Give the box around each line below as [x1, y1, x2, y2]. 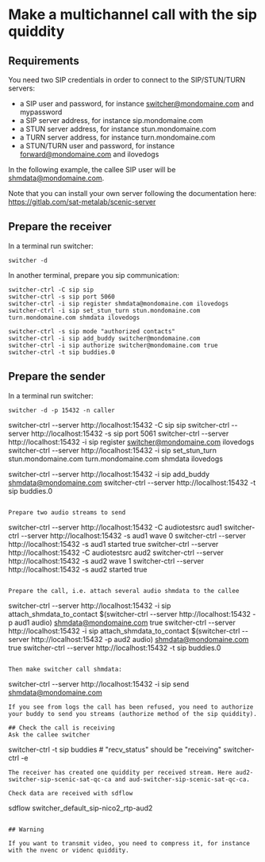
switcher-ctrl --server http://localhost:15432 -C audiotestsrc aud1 [8, 522, 223, 532]
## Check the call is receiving [8, 724, 115, 732]
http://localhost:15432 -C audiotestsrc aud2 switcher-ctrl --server [8, 548, 224, 557]
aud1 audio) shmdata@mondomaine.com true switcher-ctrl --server [14, 618, 236, 627]
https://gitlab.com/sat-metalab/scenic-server [8, 197, 156, 206]
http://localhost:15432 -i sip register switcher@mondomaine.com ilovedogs [8, 437, 255, 446]
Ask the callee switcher [8, 730, 90, 739]
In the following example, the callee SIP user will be [8, 165, 176, 174]
